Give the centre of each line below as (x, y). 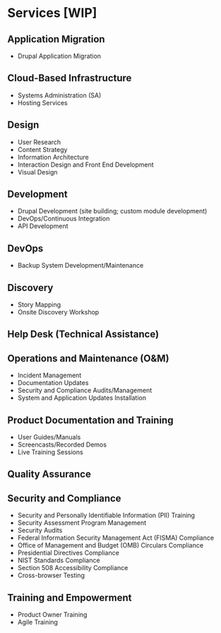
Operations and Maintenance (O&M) (88, 358)
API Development (43, 226)
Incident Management (49, 375)
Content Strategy (42, 149)
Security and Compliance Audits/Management (85, 391)
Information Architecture (53, 157)
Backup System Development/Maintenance (80, 266)
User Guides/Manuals (49, 437)
